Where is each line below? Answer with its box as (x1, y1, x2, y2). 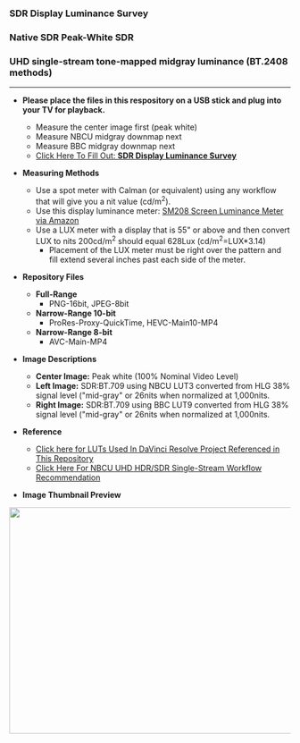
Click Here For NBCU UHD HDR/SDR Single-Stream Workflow (35, 463, 262, 474)
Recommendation (35, 472, 101, 483)
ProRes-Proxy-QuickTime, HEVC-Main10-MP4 (48, 317, 219, 328)
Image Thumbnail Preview (21, 490, 122, 501)
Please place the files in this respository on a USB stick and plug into (21, 95, 282, 106)
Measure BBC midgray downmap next (35, 141, 176, 152)
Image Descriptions (21, 354, 97, 365)
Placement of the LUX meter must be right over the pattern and (48, 245, 281, 256)
